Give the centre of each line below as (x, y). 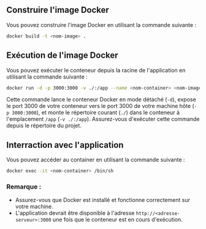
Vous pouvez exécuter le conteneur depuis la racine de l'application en (96, 70)
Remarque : (24, 187)
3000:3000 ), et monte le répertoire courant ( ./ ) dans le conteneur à (96, 112)
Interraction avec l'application (65, 145)
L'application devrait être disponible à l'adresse (75, 213)
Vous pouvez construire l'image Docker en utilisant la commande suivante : (101, 25)
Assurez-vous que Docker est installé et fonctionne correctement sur (102, 200)
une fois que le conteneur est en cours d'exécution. (117, 220)
